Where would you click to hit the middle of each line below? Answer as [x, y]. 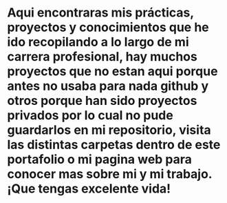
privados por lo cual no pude [90, 116]
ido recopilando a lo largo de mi [98, 42]
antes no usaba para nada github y [108, 86]
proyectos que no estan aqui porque [112, 71]
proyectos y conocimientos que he [108, 27]
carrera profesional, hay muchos [102, 57]
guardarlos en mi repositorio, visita [109, 130]
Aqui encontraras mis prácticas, [100, 13]
